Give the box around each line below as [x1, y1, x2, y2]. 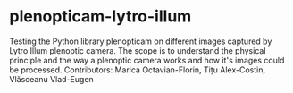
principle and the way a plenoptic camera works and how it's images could [9, 55, 285, 65]
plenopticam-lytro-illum [9, 6, 192, 27]
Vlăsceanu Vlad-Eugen [9, 73, 94, 84]
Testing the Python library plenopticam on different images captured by [9, 36, 272, 46]
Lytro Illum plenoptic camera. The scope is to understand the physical [9, 45, 266, 55]
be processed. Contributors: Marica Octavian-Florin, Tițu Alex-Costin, [9, 64, 266, 75]
